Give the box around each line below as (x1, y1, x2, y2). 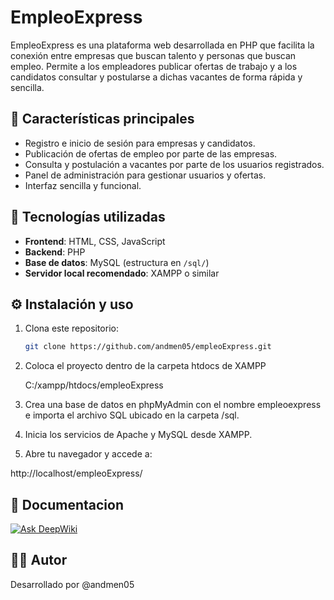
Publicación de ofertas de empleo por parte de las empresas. (24, 147, 278, 160)
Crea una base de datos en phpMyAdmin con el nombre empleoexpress (24, 399, 322, 411)
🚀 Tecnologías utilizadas (10, 209, 166, 226)
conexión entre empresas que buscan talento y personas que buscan (10, 49, 297, 61)
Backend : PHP (24, 246, 86, 258)
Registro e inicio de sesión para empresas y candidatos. (24, 137, 256, 149)
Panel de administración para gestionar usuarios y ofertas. (24, 169, 267, 181)
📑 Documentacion (10, 496, 124, 513)
